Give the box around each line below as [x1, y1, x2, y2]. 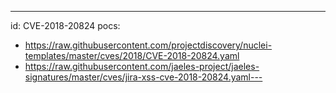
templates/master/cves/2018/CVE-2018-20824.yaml [24, 50, 240, 61]
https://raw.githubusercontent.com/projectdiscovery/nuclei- [24, 39, 273, 51]
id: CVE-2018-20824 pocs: [10, 20, 121, 31]
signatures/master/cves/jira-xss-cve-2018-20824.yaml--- [24, 71, 263, 83]
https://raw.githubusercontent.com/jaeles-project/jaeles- [24, 61, 260, 72]
